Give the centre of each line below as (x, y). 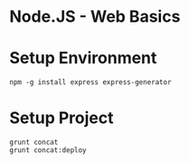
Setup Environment (83, 58)
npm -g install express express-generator (90, 82)
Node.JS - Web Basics (95, 17)
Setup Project (62, 118)
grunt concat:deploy (48, 150)
